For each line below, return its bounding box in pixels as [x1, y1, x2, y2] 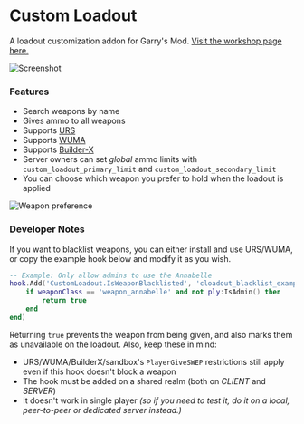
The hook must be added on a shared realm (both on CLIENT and [22, 375, 267, 386]
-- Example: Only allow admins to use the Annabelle [9, 271, 213, 280]
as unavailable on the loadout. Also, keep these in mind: [9, 339, 217, 350]
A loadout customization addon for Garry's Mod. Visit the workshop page [9, 35, 282, 46]
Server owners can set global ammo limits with [22, 154, 197, 165]
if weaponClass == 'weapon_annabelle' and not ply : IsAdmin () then [25, 287, 281, 297]
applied [22, 183, 52, 194]
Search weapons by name [22, 106, 120, 117]
